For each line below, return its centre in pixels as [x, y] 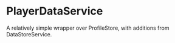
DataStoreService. [29, 34]
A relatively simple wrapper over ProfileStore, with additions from [88, 28]
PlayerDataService [55, 11]
